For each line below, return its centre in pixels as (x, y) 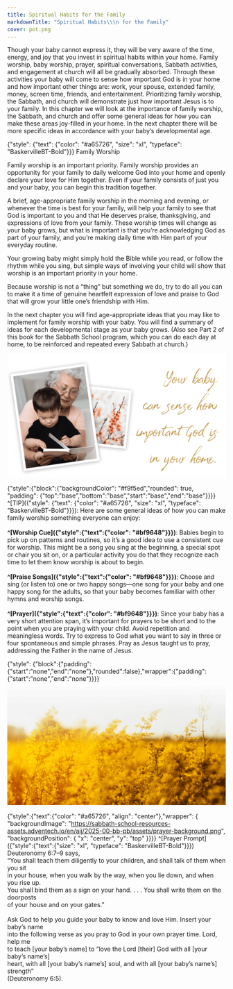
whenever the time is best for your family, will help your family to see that (112, 208)
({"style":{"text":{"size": (41, 846)
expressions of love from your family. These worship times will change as (112, 223)
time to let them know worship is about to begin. (76, 561)
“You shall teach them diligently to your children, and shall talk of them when (116, 861)
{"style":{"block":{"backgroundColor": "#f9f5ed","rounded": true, (101, 488)
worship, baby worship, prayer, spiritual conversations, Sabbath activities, (113, 65)
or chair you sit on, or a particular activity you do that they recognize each (113, 555)
